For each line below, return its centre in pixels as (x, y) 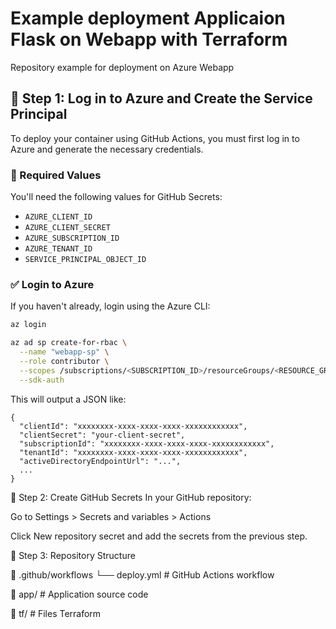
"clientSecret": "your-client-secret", (102, 435)
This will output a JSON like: (68, 399)
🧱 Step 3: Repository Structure (73, 555)
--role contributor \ (64, 361)
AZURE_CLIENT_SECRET (67, 228)
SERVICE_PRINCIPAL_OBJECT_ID (85, 260)
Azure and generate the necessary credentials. (107, 149)
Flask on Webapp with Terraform (149, 39)
